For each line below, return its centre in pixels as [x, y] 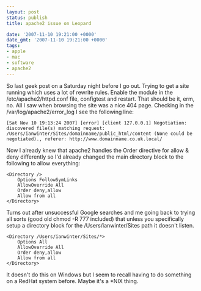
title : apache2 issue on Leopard [49, 23]
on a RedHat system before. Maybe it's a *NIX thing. [72, 281]
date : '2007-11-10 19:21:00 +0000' [52, 34]
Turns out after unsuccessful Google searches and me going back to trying [101, 212]
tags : [13, 46]
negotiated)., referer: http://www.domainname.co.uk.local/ [85, 139]
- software [20, 63]
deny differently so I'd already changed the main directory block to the [95, 157]
